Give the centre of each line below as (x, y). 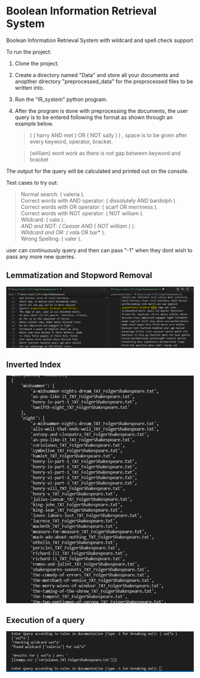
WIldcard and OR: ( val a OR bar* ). (63, 232)
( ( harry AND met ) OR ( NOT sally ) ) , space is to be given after (108, 135)
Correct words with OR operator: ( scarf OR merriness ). (89, 207)
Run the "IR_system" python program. (61, 99)
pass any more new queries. (41, 256)
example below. (34, 123)
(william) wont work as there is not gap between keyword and (105, 153)
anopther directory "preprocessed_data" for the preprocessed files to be (104, 81)
